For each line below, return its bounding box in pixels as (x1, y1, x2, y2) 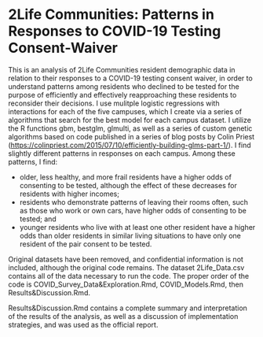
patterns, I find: (8, 157, 58, 166)
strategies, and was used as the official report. (8, 320, 159, 329)
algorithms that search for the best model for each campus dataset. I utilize (8, 115, 251, 124)
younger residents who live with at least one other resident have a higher (19, 222, 256, 231)
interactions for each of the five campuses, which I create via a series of (8, 106, 242, 116)
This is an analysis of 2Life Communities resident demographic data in (8, 65, 236, 74)
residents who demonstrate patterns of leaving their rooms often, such (19, 197, 249, 206)
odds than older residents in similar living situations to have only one (19, 231, 242, 240)
